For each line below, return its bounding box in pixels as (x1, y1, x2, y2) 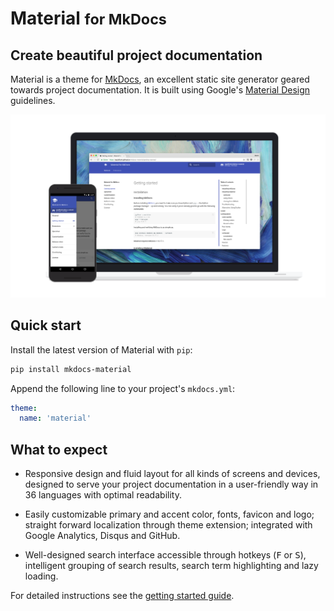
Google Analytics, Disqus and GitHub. (24, 530, 181, 542)
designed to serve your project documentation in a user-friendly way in (24, 478, 319, 491)
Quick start (10, 317, 82, 334)
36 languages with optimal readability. (24, 489, 182, 501)
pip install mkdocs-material (10, 364, 132, 374)
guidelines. (10, 95, 56, 106)
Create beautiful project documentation (10, 47, 263, 64)
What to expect (10, 441, 108, 458)
